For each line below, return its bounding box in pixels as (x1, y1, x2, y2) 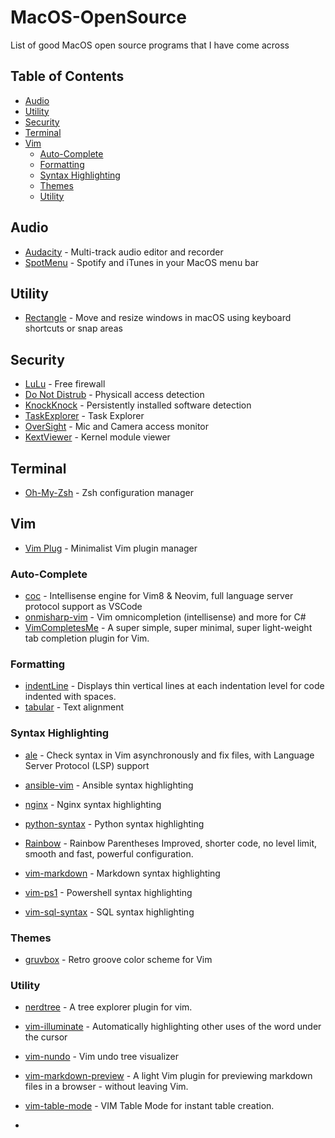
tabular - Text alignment (24, 701, 125, 713)
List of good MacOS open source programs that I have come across (10, 39, 290, 51)
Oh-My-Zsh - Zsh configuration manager (24, 487, 194, 498)
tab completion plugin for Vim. (24, 632, 150, 645)
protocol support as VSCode (24, 601, 143, 613)
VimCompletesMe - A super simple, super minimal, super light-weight (24, 622, 313, 634)
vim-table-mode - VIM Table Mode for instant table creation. (24, 1100, 275, 1112)
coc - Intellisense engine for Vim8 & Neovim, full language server (24, 590, 294, 602)
